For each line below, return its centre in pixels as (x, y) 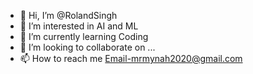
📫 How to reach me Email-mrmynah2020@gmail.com (131, 58)
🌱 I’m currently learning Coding (84, 36)
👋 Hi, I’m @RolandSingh (68, 15)
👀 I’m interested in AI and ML (79, 26)
